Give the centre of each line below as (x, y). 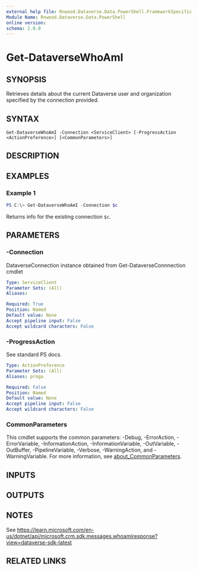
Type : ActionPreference (36, 366)
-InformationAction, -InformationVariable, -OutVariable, (108, 444)
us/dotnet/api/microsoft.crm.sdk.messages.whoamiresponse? (82, 536)
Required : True (25, 304)
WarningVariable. (27, 456)
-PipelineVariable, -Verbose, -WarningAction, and (92, 450)
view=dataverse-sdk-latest (39, 542)
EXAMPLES (28, 176)
